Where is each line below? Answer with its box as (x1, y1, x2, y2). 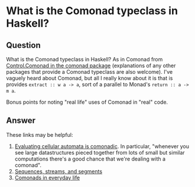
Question (6, 40, 41, 50)
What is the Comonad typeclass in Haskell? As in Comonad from (6, 56, 163, 63)
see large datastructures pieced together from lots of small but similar (14, 149, 185, 156)
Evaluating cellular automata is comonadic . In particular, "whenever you (14, 143, 189, 150)
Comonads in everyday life (14, 174, 80, 181)
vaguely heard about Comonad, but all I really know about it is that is (6, 75, 173, 81)
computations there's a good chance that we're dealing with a (14, 155, 166, 162)
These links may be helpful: (6, 131, 73, 138)
